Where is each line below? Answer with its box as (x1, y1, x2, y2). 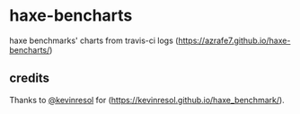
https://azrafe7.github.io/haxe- (178, 35, 291, 46)
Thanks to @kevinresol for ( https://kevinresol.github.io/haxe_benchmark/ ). (9, 94, 285, 105)
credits (9, 71, 50, 86)
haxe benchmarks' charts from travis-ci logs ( (9, 35, 179, 46)
